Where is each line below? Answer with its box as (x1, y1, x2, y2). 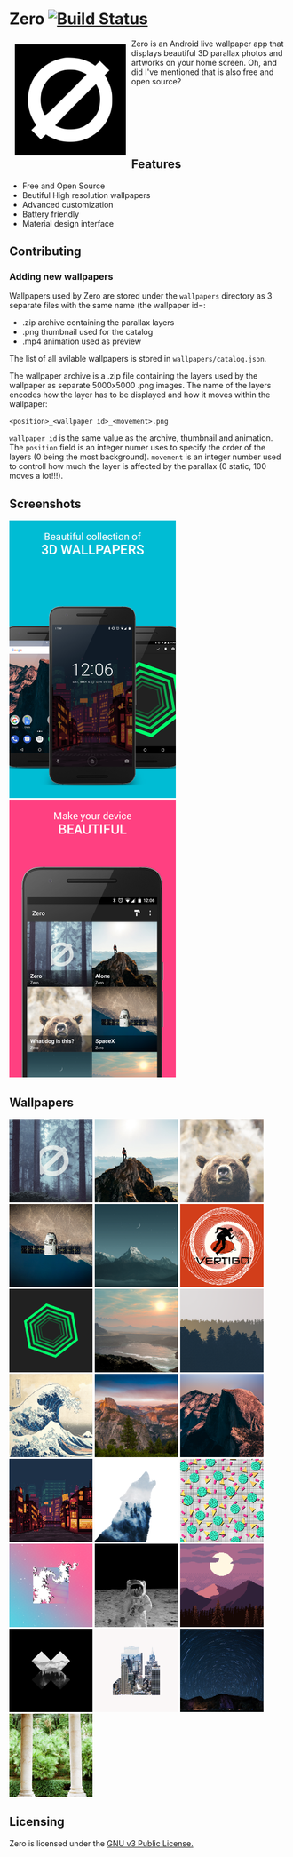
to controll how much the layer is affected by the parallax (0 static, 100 (9, 461, 267, 472)
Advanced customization (21, 199, 114, 210)
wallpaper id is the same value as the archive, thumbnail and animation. (9, 433, 273, 443)
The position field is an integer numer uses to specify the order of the (9, 442, 266, 453)
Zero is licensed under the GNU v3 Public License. (9, 1837, 194, 1848)
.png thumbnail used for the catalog (21, 327, 154, 338)
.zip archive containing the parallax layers (21, 317, 175, 328)
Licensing (9, 1814, 65, 1829)
